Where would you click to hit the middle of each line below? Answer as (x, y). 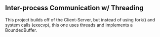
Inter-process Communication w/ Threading (75, 8)
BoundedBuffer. (21, 30)
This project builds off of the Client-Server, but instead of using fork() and (80, 19)
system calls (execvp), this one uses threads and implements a (69, 25)
